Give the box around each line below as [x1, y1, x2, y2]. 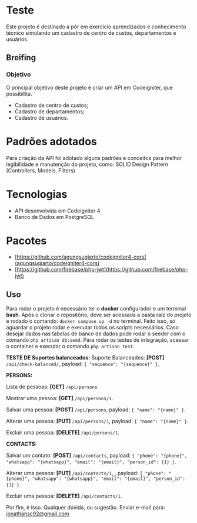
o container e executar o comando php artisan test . [6, 343, 135, 350]
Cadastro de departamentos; [14, 107, 85, 115]
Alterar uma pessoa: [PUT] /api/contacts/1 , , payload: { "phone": [6, 470, 166, 477]
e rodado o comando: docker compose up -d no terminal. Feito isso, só [6, 318, 176, 325]
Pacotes [6, 234, 47, 247]
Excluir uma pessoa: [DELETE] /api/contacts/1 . [6, 492, 122, 499]
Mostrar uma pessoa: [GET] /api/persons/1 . [6, 395, 113, 402]
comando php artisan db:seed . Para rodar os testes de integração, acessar [6, 336, 189, 344]
